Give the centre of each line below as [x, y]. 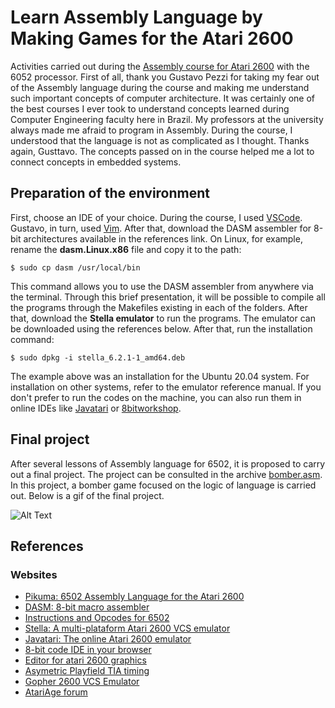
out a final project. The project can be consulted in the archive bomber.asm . [166, 474]
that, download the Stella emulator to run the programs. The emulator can [163, 318]
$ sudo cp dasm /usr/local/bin [75, 267]
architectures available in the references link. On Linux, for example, [163, 238]
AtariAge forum [56, 692]
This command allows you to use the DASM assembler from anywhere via [162, 286]
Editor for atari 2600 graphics [85, 660]
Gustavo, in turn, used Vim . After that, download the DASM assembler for [161, 228]
